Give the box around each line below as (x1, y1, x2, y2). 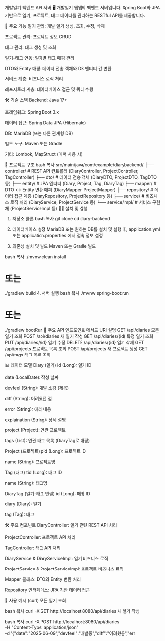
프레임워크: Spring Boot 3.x (5, 109, 59, 115)
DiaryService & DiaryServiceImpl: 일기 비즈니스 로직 (5, 555, 109, 561)
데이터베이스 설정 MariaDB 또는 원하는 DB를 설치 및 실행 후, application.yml (12, 226, 160, 232)
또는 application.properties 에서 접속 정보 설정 (12, 233, 103, 238)
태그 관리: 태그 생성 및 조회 (5, 44, 57, 50)
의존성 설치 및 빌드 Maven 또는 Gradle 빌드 (12, 243, 96, 249)
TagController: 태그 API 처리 (5, 545, 61, 551)
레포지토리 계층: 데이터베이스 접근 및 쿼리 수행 (5, 86, 94, 92)
